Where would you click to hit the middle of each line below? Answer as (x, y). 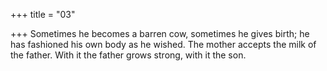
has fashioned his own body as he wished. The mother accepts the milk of (163, 44)
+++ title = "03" (43, 14)
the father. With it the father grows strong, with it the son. (128, 55)
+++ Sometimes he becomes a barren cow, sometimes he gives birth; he (160, 33)
